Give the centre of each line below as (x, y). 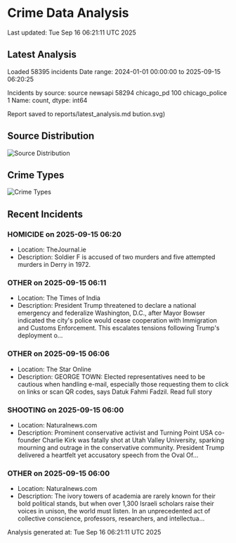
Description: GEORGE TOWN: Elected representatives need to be (111, 376)
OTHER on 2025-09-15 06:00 (59, 473)
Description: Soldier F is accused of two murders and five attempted (116, 257)
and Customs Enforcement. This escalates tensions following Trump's (118, 328)
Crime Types (36, 175)
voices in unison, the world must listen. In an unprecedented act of (114, 511)
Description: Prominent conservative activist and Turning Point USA (115, 432)
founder (29, 440)
